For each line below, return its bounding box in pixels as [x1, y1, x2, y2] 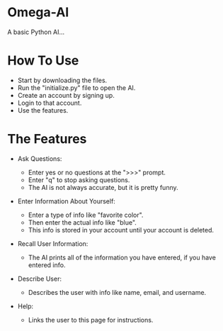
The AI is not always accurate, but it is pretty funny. [28, 183, 178, 191]
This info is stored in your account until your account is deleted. [28, 225, 215, 234]
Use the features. [17, 106, 69, 114]
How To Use [7, 52, 79, 69]
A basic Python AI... [7, 28, 65, 36]
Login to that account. [17, 99, 82, 107]
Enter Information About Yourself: [17, 196, 115, 206]
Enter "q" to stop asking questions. [28, 175, 130, 184]
